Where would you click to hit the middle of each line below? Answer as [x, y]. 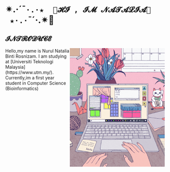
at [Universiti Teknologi [29, 61]
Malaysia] [15, 67]
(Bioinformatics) [22, 89]
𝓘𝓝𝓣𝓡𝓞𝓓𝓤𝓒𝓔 [28, 39]
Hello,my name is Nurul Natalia [37, 51]
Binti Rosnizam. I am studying [36, 56]
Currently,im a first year [30, 78]
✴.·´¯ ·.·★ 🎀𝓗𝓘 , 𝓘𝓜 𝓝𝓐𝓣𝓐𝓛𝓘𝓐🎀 [78, 9]
